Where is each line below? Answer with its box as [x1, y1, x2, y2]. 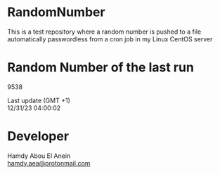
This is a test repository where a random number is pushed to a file [7, 27, 202, 36]
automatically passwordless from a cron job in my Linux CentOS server [7, 34, 213, 43]
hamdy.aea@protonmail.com [7, 159, 91, 167]
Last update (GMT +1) [7, 96, 70, 105]
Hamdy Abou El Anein [7, 152, 71, 160]
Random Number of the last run [7, 60, 195, 76]
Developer [7, 128, 69, 145]
